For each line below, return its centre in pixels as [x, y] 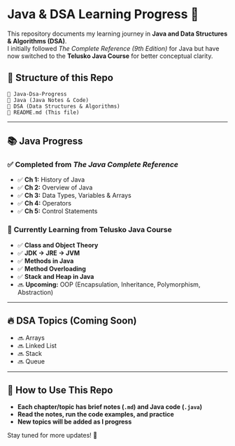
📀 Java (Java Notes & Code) [48, 100]
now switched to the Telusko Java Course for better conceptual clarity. [110, 56]
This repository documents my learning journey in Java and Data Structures [117, 34]
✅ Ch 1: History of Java [51, 180]
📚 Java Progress [45, 142]
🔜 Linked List [37, 345]
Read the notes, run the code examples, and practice [96, 415]
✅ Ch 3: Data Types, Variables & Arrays [74, 196]
